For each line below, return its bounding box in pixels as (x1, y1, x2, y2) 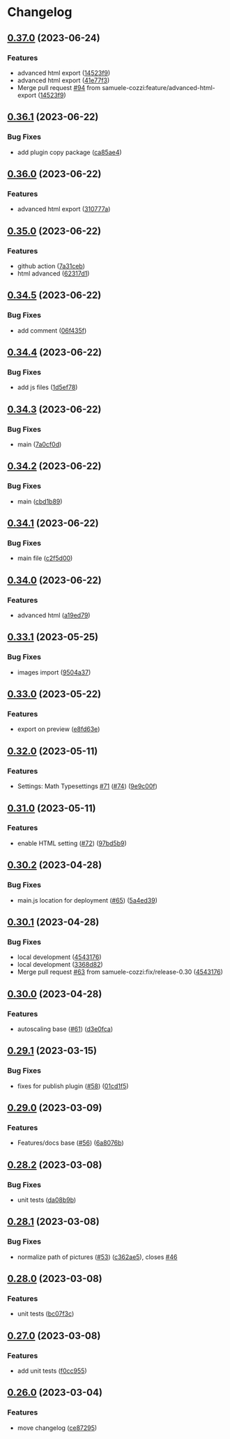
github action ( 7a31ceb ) (17, 262, 86, 270)
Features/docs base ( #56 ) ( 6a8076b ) (17, 1138, 124, 1147)
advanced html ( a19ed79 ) (17, 611, 91, 619)
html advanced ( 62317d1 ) (17, 269, 90, 278)
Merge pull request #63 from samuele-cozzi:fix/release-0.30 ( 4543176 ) (17, 967, 223, 977)
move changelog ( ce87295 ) (17, 1424, 98, 1432)
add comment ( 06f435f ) (17, 326, 87, 335)
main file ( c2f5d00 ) (17, 554, 73, 562)
